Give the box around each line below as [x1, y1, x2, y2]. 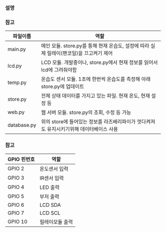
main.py [7, 46, 26, 53]
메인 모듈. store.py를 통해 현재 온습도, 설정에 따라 [41, 42, 150, 49]
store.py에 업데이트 [41, 83, 84, 90]
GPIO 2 [7, 165, 25, 172]
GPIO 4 [7, 184, 25, 191]
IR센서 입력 [39, 174, 64, 181]
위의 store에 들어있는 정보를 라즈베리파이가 [41, 118, 136, 125]
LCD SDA [39, 201, 61, 208]
